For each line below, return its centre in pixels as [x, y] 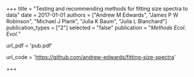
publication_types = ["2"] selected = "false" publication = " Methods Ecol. [96, 27]
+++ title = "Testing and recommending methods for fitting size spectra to [97, 9]
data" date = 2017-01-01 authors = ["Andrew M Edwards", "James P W [92, 15]
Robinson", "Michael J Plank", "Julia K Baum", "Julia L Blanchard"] [87, 21]
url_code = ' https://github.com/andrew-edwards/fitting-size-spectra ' [91, 57]
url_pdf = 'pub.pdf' [29, 45]
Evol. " [13, 34]
